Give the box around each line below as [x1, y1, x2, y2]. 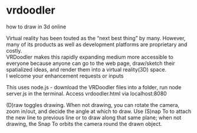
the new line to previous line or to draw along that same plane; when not [6, 113, 182, 121]
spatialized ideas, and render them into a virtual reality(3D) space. [6, 66, 167, 73]
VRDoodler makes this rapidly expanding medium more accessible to [6, 53, 174, 60]
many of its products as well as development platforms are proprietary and [6, 41, 188, 48]
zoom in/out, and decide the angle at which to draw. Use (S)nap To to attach [6, 108, 192, 115]
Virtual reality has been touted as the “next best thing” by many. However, [6, 34, 186, 41]
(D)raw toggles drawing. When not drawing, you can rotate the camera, [6, 101, 180, 108]
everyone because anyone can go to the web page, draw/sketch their [6, 60, 175, 67]
